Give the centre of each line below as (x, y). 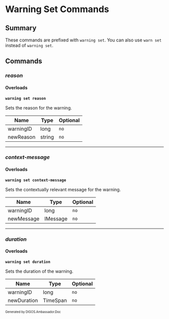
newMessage (24, 219)
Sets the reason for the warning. (38, 108)
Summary (21, 28)
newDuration (23, 300)
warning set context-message (36, 180)
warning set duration (28, 262)
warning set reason (26, 98)
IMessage (56, 219)
